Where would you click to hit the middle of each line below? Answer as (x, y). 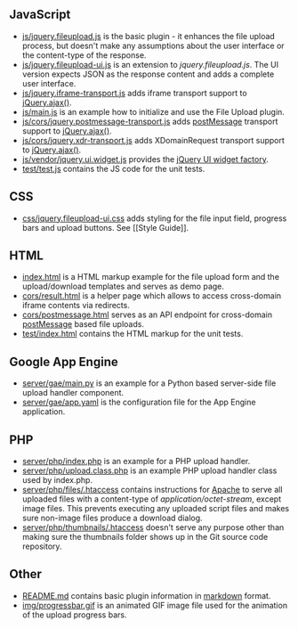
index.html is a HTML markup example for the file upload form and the (151, 277)
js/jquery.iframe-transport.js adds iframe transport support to (134, 93)
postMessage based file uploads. (83, 324)
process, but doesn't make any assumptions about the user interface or (153, 45)
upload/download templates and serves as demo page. (123, 286)
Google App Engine (64, 361)
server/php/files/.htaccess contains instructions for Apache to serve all (152, 490)
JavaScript (40, 15)
